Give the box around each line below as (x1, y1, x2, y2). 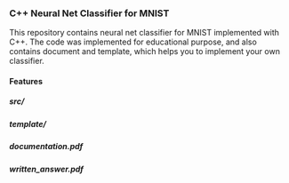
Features (9, 76, 43, 86)
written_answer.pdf (9, 163, 84, 174)
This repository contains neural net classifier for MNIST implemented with (9, 28, 280, 38)
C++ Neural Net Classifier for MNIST (9, 7, 170, 20)
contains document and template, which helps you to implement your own (9, 46, 280, 57)
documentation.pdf (9, 141, 84, 152)
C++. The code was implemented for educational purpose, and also (9, 36, 258, 47)
